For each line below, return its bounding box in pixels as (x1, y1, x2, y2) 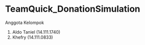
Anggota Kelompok (5, 20, 44, 25)
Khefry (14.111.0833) (12, 34, 53, 40)
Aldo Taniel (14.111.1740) (12, 29, 61, 35)
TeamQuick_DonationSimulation (5, 3, 141, 15)
